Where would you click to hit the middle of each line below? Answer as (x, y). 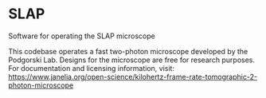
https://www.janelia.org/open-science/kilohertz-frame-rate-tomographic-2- (133, 76)
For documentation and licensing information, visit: (92, 68)
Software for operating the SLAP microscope (82, 36)
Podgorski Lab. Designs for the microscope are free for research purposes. (132, 60)
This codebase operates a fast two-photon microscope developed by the (128, 51)
